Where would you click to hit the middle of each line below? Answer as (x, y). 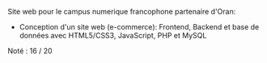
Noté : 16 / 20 (30, 51)
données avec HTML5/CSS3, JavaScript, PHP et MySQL (113, 35)
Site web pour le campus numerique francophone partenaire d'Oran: (122, 12)
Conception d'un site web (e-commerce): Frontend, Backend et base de (139, 27)
